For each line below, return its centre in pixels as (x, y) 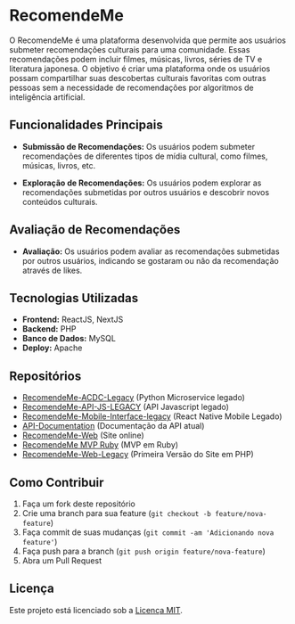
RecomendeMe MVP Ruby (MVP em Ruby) (100, 445)
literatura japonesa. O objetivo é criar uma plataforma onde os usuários (140, 69)
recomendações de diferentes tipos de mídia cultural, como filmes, (145, 156)
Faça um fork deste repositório (78, 504)
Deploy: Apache (52, 348)
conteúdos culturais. (60, 201)
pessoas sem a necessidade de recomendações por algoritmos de (131, 87)
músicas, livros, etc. (59, 165)
